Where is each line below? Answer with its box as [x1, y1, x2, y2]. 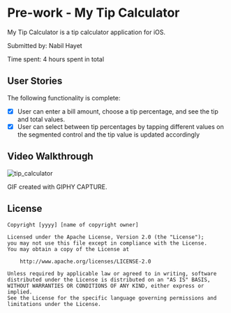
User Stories [7, 75, 63, 87]
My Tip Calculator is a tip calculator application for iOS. [7, 28, 166, 36]
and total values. [17, 115, 66, 123]
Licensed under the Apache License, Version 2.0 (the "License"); [7, 234, 204, 241]
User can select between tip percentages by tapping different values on [17, 122, 225, 130]
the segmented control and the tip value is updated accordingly [17, 130, 200, 139]
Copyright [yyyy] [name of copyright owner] [7, 221, 139, 228]
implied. [7, 288, 33, 296]
